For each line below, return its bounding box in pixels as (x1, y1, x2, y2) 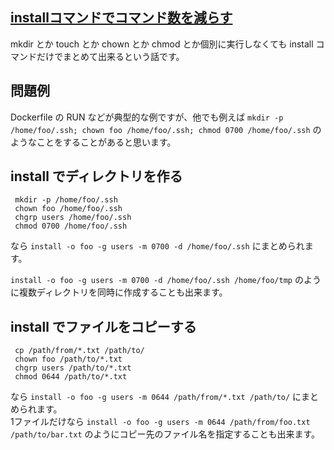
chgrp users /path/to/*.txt (14, 363, 132, 373)
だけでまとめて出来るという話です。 (36, 50, 185, 62)
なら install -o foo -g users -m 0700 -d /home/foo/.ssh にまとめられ (10, 240, 305, 252)
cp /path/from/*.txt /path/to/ (14, 346, 145, 356)
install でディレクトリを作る (10, 168, 183, 185)
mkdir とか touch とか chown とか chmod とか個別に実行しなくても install (10, 38, 314, 50)
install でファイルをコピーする (10, 318, 197, 335)
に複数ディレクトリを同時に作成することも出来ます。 (10, 286, 228, 298)
